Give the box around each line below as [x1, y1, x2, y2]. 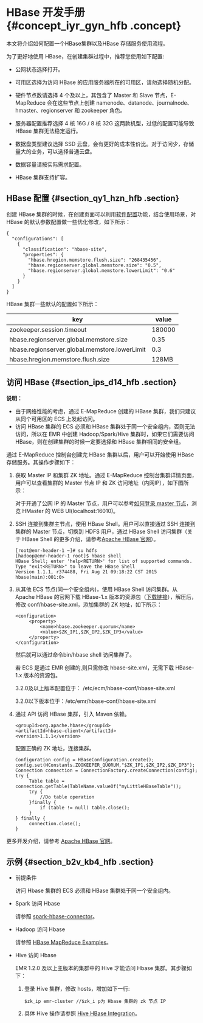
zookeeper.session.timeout [9, 325, 87, 333]
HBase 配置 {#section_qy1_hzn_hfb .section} [6, 193, 179, 204]
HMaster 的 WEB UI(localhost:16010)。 [22, 507, 119, 514]
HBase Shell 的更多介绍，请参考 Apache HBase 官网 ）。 [22, 535, 159, 542]
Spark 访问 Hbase [15, 900, 60, 907]
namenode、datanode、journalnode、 [96, 99, 193, 106]
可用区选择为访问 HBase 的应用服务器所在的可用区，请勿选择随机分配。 [15, 79, 194, 86]
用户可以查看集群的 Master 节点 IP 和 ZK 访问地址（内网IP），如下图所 [15, 479, 189, 486]
